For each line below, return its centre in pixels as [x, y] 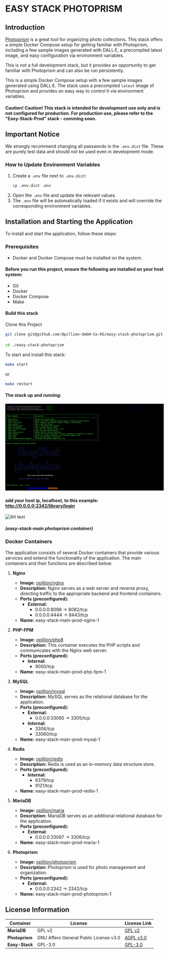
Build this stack [22, 313]
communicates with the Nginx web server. [64, 650]
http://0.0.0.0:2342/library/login [40, 505]
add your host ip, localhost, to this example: [52, 500]
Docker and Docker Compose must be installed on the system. [77, 257]
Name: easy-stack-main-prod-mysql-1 [60, 739]
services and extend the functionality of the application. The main [73, 558]
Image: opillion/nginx [42, 583]
